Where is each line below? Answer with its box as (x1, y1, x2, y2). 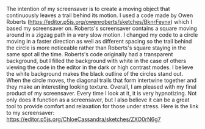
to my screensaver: (6, 109, 55, 116)
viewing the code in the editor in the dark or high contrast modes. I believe (6, 64, 193, 71)
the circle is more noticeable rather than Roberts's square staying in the (6, 44, 186, 51)
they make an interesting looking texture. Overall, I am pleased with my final (6, 83, 197, 90)
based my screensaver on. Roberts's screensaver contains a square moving (6, 24, 197, 32)
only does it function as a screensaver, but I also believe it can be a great (6, 96, 190, 103)
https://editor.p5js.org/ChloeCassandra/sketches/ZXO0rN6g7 (6, 116, 161, 123)
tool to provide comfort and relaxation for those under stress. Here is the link (6, 103, 199, 109)
